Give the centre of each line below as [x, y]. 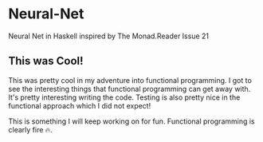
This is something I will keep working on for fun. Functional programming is [131, 121]
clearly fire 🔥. [31, 129]
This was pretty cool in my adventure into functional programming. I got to [130, 80]
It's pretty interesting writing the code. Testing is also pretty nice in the [124, 97]
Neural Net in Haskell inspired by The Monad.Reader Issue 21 [109, 36]
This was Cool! [46, 61]
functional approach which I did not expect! [80, 105]
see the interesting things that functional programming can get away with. [130, 89]
